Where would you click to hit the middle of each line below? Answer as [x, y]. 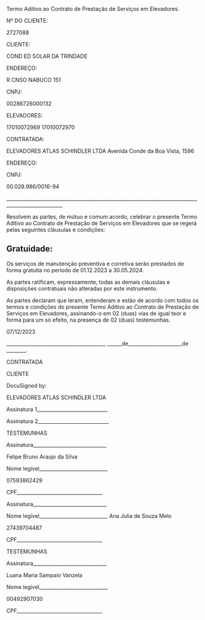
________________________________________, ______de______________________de [97, 343]
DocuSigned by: [27, 385]
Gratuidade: [30, 249]
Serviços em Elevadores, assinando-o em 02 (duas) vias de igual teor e [96, 313]
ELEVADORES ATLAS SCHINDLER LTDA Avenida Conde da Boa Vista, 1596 [100, 151]
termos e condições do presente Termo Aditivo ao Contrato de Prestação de [102, 307]
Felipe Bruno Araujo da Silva [42, 456]
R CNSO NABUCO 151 [34, 80]
